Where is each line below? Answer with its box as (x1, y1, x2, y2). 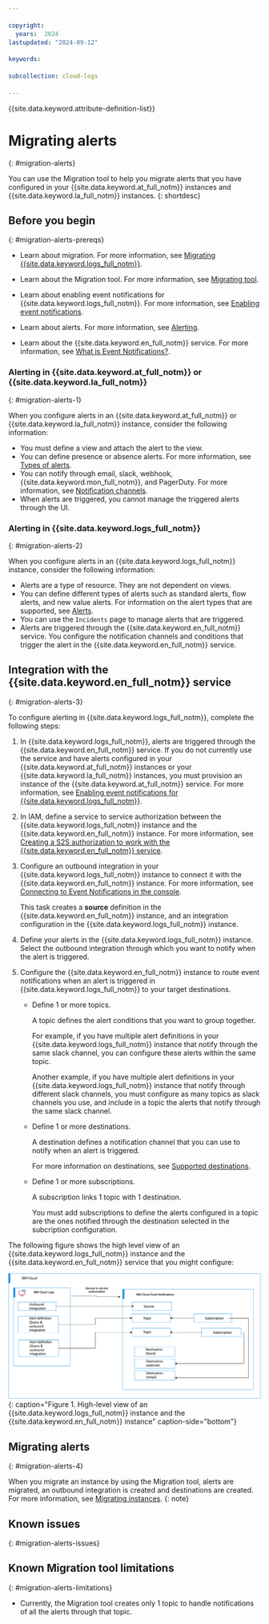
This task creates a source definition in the (19, 902, 162, 912)
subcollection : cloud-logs (8, 72, 98, 80)
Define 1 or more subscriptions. (31, 1176, 135, 1186)
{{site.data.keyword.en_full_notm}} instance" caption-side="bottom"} (8, 1416, 238, 1426)
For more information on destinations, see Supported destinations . (31, 1161, 251, 1171)
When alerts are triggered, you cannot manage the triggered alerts (19, 494, 240, 504)
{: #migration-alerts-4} (8, 1461, 84, 1471)
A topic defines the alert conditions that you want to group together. (31, 1015, 256, 1025)
